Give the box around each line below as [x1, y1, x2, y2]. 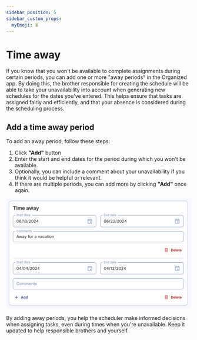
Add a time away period [6, 122, 95, 132]
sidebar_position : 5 [6, 9, 57, 15]
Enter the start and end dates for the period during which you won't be [14, 156, 186, 163]
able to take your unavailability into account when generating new [6, 86, 166, 94]
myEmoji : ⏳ [11, 22, 39, 28]
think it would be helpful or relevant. [14, 174, 102, 181]
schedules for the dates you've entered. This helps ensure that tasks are [6, 93, 182, 100]
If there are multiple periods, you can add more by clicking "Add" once [14, 180, 187, 188]
